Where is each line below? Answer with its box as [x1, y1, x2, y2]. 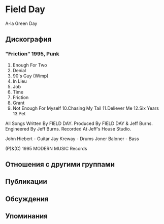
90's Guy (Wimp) [12, 73, 49, 79]
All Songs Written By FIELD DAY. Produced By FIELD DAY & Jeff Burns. [5, 120, 153, 126]
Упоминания [5, 212, 48, 220]
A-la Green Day [5, 20, 38, 26]
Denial [12, 67, 26, 73]
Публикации [5, 177, 47, 186]
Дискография [5, 35, 52, 44]
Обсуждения [5, 195, 49, 203]
